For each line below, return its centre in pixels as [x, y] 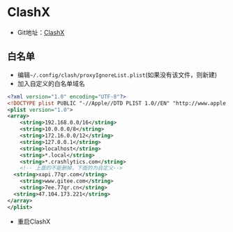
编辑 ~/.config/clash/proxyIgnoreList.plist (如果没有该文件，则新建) [117, 75]
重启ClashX [34, 222]
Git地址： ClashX [41, 32]
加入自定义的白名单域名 [51, 83]
